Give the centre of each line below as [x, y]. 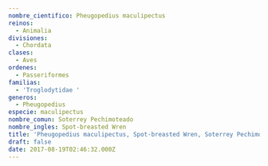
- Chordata [33, 45]
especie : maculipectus [46, 113]
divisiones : [28, 38]
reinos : [21, 23]
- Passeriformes [42, 75]
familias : [25, 82]
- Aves [26, 61]
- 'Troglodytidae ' [48, 90]
